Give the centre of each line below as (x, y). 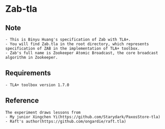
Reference (22, 101)
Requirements (28, 73)
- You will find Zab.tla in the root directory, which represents (77, 44)
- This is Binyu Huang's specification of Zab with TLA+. (68, 39)
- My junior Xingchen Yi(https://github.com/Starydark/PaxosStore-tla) (83, 117)
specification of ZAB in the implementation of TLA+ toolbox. (73, 49)
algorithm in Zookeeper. (32, 57)
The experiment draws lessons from (43, 112)
